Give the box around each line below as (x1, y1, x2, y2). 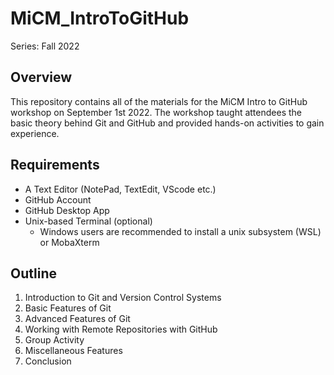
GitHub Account (24, 193, 92, 206)
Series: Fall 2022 (10, 40, 80, 52)
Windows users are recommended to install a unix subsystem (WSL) (39, 225, 322, 237)
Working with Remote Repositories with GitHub (24, 323, 218, 336)
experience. (10, 127, 60, 139)
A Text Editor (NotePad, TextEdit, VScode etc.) (24, 183, 217, 195)
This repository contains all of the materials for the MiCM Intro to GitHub (10, 95, 308, 107)
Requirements (10, 157, 100, 174)
